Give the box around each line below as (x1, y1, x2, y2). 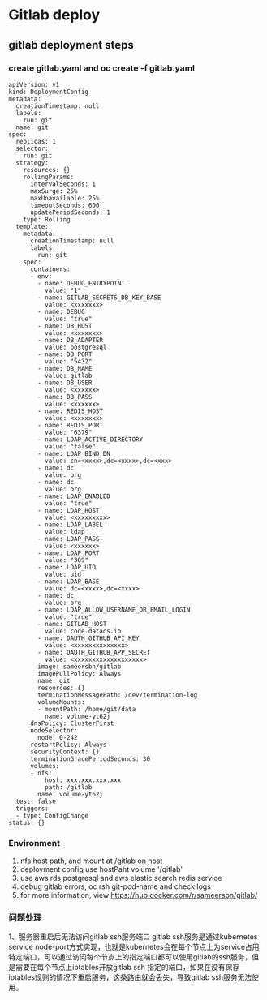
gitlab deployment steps (8, 38, 134, 52)
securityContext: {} (29, 748, 100, 756)
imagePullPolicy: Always (37, 669, 122, 678)
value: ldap (44, 527, 85, 536)
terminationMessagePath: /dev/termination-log (37, 691, 198, 699)
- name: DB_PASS (37, 393, 93, 401)
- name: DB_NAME (37, 364, 93, 372)
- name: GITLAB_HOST (37, 620, 107, 628)
